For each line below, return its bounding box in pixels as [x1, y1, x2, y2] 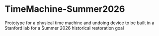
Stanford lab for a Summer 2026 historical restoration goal [4, 25, 124, 31]
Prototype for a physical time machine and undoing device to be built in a [4, 20, 155, 26]
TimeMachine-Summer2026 [4, 3, 125, 15]
